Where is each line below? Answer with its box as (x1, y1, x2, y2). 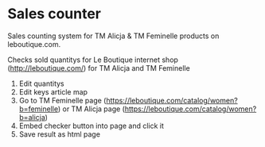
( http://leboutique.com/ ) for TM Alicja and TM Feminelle (7, 63, 190, 72)
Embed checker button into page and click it (18, 121, 165, 130)
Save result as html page (18, 129, 101, 139)
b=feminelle (18, 104, 59, 114)
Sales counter (7, 5, 101, 23)
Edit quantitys (18, 79, 64, 88)
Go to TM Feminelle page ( (18, 95, 107, 105)
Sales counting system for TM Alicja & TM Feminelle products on (7, 31, 220, 41)
